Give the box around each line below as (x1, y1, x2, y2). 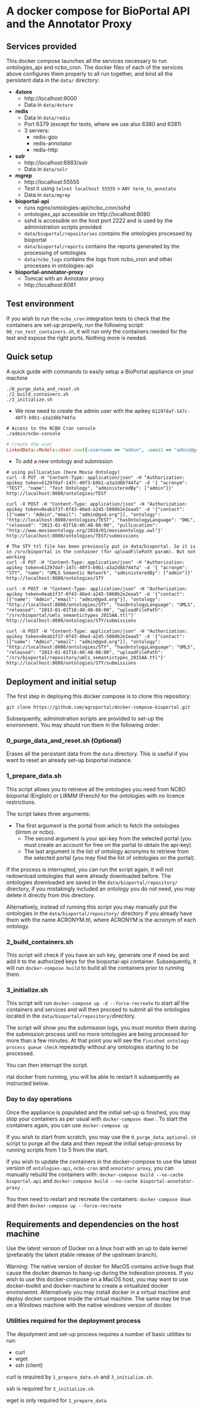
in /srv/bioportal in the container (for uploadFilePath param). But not (6, 549, 196, 555)
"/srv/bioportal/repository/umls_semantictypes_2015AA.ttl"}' (6, 655, 166, 661)
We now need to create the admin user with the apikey (14, 407, 151, 414)
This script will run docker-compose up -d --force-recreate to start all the (6, 1000, 189, 1007)
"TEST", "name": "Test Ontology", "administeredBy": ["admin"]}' (6, 486, 174, 492)
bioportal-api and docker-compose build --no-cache (6, 1177, 138, 1184)
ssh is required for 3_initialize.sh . (6, 1385, 95, 1392)
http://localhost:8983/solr (24, 159, 88, 166)
